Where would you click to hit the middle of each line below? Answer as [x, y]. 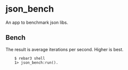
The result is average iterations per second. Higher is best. [64, 49]
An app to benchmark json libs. [37, 22]
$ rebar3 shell [30, 58]
